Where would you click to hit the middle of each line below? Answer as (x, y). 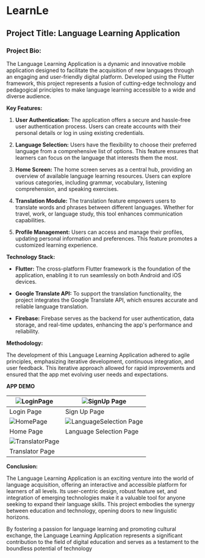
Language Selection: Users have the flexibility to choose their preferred (106, 145)
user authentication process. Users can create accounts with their (98, 126)
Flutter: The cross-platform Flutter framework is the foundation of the (103, 269)
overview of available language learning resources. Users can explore (103, 176)
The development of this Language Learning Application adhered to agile (98, 355)
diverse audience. (29, 96)
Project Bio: (24, 51)
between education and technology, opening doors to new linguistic (92, 510)
